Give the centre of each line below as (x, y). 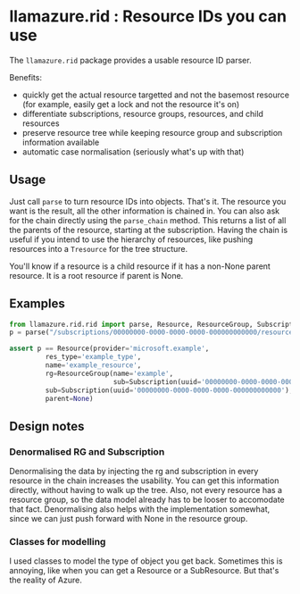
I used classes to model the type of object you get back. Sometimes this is (146, 561)
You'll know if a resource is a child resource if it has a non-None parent (140, 266)
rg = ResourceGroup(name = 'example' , (109, 373)
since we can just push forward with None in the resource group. (129, 519)
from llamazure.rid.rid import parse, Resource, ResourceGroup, (131, 324)
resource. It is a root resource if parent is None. (96, 275)
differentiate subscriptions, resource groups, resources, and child (142, 113)
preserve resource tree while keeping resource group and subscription (152, 132)
